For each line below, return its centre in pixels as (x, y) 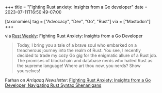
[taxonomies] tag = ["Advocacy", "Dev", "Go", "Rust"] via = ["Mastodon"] (78, 21)
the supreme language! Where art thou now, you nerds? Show (79, 66)
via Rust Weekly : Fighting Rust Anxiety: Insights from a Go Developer (74, 36)
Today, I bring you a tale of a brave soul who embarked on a (77, 45)
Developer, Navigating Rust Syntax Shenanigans (53, 85)
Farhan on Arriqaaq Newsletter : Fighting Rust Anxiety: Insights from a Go (78, 80)
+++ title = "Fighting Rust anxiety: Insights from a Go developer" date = (76, 7)
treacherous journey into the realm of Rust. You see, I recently (79, 50)
